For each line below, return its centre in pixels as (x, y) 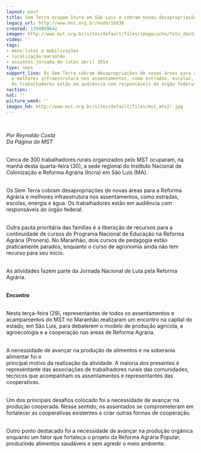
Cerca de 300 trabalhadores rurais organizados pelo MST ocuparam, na (95, 159)
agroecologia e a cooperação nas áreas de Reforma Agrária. (81, 332)
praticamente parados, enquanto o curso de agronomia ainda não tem (92, 246)
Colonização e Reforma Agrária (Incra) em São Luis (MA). (77, 172)
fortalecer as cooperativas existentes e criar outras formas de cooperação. (99, 413)
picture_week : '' (28, 101)
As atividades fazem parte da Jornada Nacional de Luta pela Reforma (92, 271)
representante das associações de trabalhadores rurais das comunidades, (98, 369)
